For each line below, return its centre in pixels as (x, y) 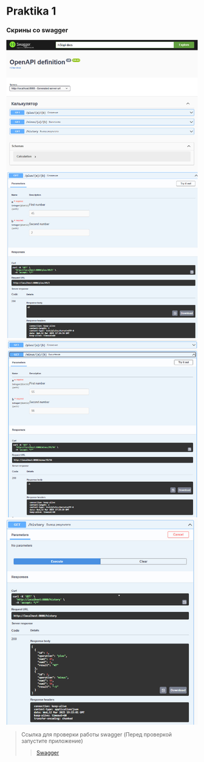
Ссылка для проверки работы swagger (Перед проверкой (96, 735)
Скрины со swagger (37, 30)
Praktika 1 (31, 11)
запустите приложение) (52, 741)
